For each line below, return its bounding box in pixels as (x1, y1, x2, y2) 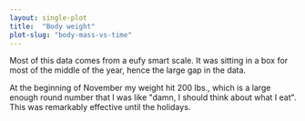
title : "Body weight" (9, 22, 96, 31)
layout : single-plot (9, 13, 88, 23)
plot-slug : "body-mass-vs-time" (9, 30, 132, 39)
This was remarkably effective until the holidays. (9, 102, 191, 113)
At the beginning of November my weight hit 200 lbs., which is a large (9, 83, 271, 94)
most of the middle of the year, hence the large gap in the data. (9, 65, 247, 76)
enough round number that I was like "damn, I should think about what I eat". (9, 92, 297, 103)
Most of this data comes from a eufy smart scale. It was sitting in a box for (9, 55, 289, 66)
